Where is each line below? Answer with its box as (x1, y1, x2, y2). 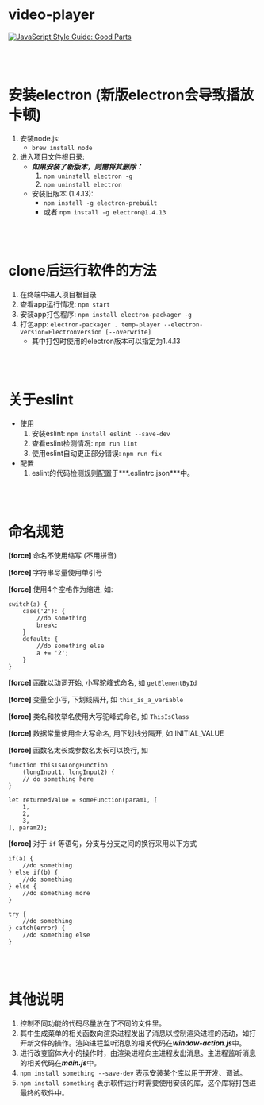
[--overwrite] (105, 328, 152, 336)
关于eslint (8, 391, 74, 408)
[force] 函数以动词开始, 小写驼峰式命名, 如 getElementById (8, 678, 197, 687)
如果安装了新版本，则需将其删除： (31, 161, 143, 172)
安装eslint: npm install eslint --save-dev (31, 428, 170, 438)
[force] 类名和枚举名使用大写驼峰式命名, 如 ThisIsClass (8, 711, 189, 721)
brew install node (31, 144, 93, 152)
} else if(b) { (8, 868, 59, 876)
